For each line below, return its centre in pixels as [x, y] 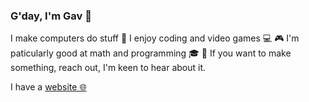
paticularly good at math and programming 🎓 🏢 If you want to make [151, 53]
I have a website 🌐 [48, 87]
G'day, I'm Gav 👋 [51, 16]
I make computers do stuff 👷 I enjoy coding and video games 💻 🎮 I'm [155, 38]
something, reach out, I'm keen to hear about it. [108, 68]
